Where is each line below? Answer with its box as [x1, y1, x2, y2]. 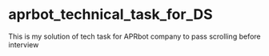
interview [8, 39, 39, 49]
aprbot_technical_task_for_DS [8, 6, 214, 24]
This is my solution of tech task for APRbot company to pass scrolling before [8, 32, 262, 41]
